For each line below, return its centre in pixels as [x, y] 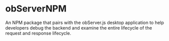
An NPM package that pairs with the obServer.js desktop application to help [85, 22]
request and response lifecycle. [38, 33]
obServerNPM [36, 9]
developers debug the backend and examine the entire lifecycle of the [79, 27]
